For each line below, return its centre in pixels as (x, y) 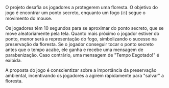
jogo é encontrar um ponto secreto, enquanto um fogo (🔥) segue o (75, 13)
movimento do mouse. (29, 18)
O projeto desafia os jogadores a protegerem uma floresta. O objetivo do (82, 7)
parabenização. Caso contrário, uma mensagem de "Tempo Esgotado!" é (82, 55)
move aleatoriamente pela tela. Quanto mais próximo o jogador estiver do (82, 33)
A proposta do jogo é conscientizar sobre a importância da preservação (81, 70)
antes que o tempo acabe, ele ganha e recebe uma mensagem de (75, 50)
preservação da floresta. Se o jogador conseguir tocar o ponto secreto (80, 44)
